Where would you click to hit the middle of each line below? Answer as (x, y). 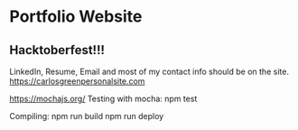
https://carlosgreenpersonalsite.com (77, 81)
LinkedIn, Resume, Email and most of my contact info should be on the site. (149, 71)
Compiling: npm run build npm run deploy (87, 116)
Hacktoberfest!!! (57, 50)
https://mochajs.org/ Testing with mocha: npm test (103, 98)
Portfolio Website (76, 17)
